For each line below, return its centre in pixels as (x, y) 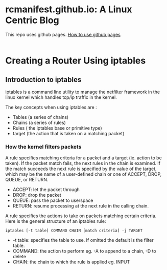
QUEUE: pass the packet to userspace (53, 200)
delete (19, 257)
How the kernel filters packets (43, 147)
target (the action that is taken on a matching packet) (68, 133)
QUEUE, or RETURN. (27, 180)
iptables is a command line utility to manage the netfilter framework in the (82, 92)
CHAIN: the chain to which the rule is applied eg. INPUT (71, 262)
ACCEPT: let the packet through (46, 190)
